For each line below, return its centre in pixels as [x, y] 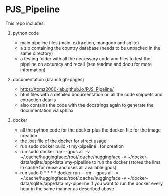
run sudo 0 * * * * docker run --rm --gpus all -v [69, 173]
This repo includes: [25, 23]
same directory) [36, 53]
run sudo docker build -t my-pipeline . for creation [72, 146]
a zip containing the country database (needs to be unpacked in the [90, 48]
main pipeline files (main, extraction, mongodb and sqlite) [79, 43]
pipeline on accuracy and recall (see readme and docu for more [86, 64]
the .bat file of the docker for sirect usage [63, 141]
